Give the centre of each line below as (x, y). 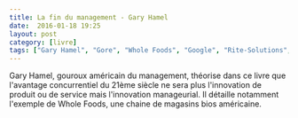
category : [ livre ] (43, 42)
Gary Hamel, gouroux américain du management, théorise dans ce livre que (148, 75)
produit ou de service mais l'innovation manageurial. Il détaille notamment (144, 95)
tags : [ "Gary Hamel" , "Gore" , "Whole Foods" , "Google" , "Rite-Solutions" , (150, 51)
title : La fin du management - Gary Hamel (89, 17)
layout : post (33, 34)
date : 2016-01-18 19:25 (55, 26)
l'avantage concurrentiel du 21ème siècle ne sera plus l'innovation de (135, 85)
